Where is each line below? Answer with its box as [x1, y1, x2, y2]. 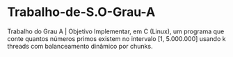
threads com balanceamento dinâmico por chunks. [7, 42, 153, 50]
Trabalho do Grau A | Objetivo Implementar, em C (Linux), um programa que [7, 27, 225, 35]
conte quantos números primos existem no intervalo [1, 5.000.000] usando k [7, 34, 226, 42]
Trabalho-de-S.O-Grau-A [7, 4, 156, 20]
